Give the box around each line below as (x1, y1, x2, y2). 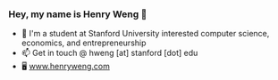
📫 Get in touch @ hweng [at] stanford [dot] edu (21, 48, 198, 59)
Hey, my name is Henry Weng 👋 (8, 8, 147, 20)
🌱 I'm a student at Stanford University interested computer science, (21, 28, 270, 39)
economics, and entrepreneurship (21, 37, 147, 48)
